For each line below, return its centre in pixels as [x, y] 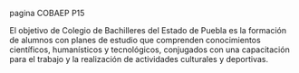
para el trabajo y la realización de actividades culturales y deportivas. [139, 59]
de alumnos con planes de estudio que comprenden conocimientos [135, 40]
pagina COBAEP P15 [47, 13]
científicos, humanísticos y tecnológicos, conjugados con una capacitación [149, 50]
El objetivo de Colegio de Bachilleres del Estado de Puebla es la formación [148, 30]
